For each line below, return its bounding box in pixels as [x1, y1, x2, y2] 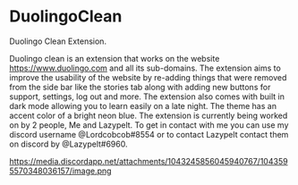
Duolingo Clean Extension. [9, 36, 107, 46]
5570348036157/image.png [9, 165, 112, 176]
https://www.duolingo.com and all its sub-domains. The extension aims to [9, 63, 282, 73]
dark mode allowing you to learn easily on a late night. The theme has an [9, 100, 277, 111]
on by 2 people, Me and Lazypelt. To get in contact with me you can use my [9, 119, 289, 130]
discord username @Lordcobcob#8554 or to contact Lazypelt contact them [9, 129, 289, 139]
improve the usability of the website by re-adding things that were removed [9, 71, 287, 82]
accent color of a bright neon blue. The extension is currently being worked [9, 110, 288, 121]
